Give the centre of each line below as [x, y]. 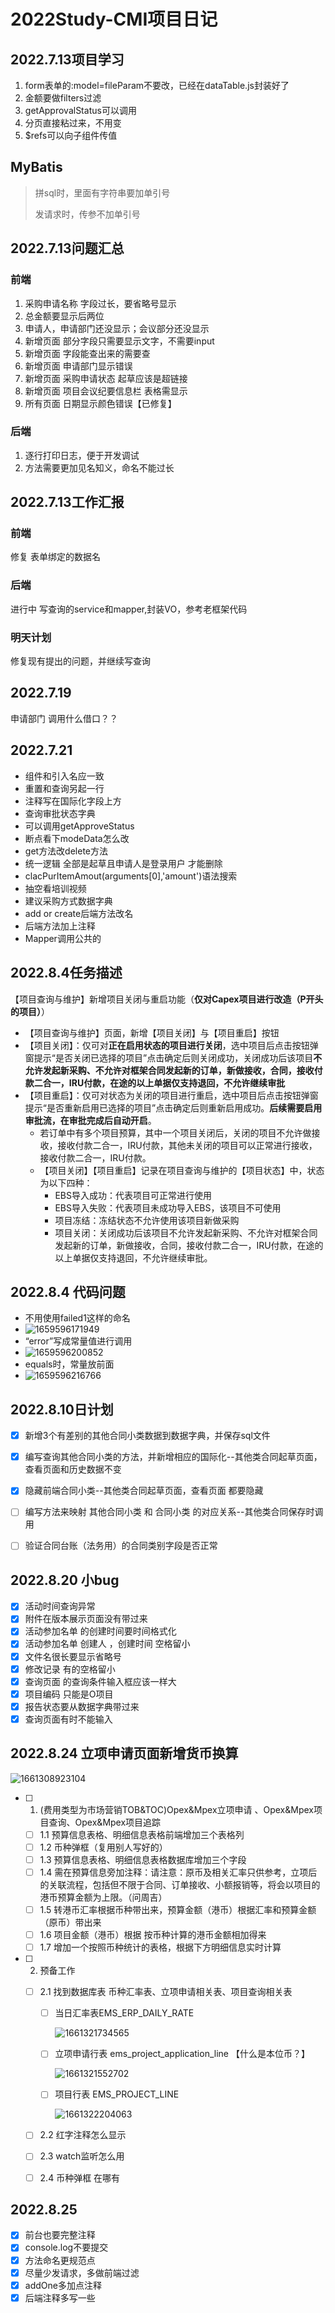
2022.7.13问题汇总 [67, 248]
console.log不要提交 [66, 2247]
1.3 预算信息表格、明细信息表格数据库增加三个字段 [143, 1859]
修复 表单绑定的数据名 [55, 557]
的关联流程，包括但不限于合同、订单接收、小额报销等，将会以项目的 [180, 1884]
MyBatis [36, 167]
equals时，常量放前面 [69, 1364]
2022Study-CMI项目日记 [114, 19]
